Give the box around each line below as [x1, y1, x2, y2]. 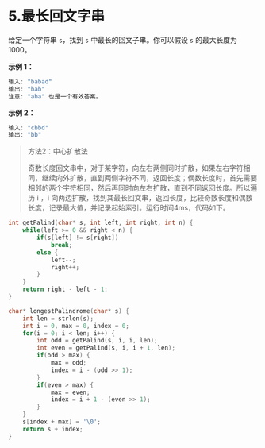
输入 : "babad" [8, 77, 53, 86]
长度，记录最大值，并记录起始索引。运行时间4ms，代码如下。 [27, 203, 230, 213]
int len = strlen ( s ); [22, 315, 94, 322]
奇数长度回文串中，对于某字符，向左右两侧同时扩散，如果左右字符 [27, 164, 244, 173]
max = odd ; [50, 359, 87, 367]
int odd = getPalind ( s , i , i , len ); [36, 337, 158, 345]
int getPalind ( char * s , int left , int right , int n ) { [8, 219, 194, 227]
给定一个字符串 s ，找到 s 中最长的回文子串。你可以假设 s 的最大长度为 [8, 35, 238, 44]
